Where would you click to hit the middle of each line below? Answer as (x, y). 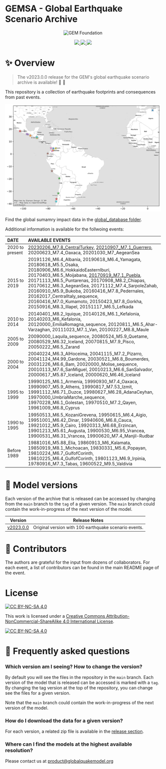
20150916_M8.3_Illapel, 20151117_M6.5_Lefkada (81, 307)
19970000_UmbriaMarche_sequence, (67, 397)
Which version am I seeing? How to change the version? (74, 667)
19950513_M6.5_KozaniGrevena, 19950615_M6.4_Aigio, (87, 415)
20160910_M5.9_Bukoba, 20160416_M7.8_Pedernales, (86, 291)
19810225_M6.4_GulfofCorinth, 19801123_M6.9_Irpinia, (87, 458)
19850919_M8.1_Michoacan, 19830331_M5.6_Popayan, (87, 448)
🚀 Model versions (41, 485)
